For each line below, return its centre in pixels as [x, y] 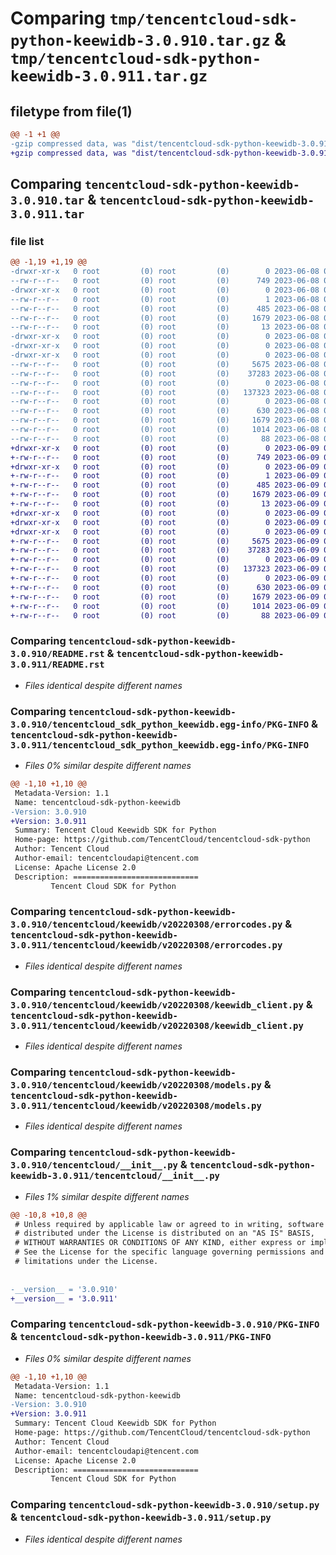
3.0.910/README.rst [57, 654]
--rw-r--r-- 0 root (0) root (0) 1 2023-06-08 [165, 299]
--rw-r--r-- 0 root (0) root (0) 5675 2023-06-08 [165, 364]
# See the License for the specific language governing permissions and [169, 1252]
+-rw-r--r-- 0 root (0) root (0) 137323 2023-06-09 [165, 569]
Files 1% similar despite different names [107, 1196]
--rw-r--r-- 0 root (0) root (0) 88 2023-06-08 [165, 438]
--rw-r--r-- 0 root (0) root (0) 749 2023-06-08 [165, 281]
